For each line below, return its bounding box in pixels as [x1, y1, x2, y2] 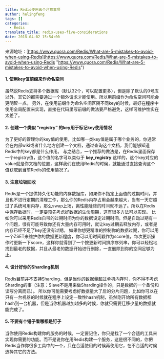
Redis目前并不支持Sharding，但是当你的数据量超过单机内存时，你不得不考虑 [5, 276, 159, 282]
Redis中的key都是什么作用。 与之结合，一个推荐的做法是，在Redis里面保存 [5, 149, 155, 155]
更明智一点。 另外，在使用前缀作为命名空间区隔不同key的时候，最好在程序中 [5, 100, 159, 106]
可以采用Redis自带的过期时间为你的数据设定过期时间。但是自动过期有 [13, 215, 153, 221]
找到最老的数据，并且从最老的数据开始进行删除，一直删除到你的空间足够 [5, 246, 150, 252]
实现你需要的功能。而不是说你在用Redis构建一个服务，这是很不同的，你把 [5, 336, 153, 342]
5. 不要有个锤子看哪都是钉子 [5, 318, 61, 324]
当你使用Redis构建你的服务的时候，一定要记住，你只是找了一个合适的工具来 [5, 330, 158, 336]
